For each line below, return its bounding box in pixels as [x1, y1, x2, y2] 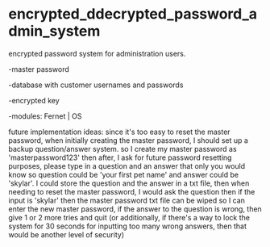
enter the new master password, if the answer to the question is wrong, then [8, 203, 262, 214]
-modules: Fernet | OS [8, 111, 82, 121]
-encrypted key [8, 95, 60, 105]
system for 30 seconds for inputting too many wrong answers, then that [8, 221, 247, 231]
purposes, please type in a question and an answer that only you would [8, 161, 246, 170]
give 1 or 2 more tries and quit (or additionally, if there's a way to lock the [8, 212, 250, 222]
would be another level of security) [8, 229, 125, 239]
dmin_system [8, 22, 101, 40]
